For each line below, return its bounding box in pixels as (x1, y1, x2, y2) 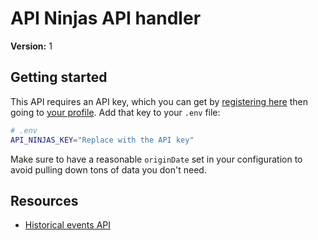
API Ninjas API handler (10, 7, 202, 30)
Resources (10, 192, 79, 209)
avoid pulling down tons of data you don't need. (10, 163, 207, 176)
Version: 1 (10, 40, 53, 52)
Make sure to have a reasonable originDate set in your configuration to (10, 153, 303, 165)
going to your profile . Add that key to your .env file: (10, 106, 221, 118)
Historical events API (24, 219, 111, 231)
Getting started (10, 69, 108, 86)
